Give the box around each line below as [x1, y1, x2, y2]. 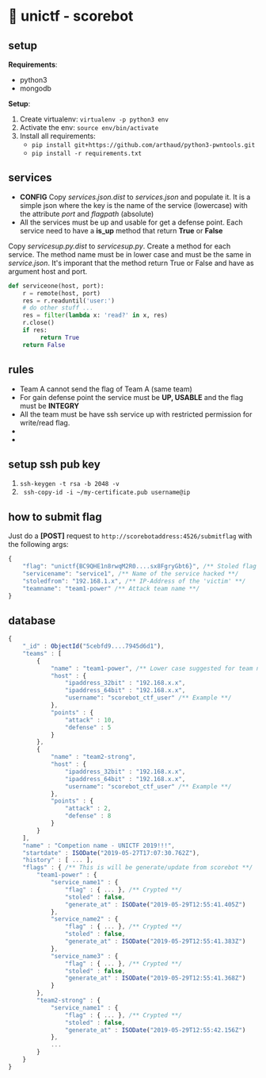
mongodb [19, 83, 51, 93]
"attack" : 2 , [64, 805, 112, 813]
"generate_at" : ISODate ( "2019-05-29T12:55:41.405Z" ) [64, 900, 246, 908]
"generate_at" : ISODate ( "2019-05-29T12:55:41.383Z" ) [64, 937, 246, 945]
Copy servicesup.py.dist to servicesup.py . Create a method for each [8, 241, 231, 251]
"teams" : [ [22, 649, 62, 657]
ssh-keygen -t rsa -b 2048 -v [19, 480, 120, 488]
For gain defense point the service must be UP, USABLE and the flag [19, 392, 244, 402]
